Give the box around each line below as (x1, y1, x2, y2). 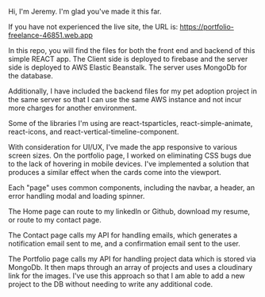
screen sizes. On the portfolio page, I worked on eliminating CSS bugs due (8, 150, 252, 160)
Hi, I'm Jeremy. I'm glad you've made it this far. (8, 7, 162, 16)
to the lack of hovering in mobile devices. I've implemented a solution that (8, 159, 250, 169)
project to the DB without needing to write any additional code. (8, 280, 213, 288)
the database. (8, 71, 54, 80)
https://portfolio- (179, 22, 234, 31)
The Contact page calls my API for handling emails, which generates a (8, 230, 238, 240)
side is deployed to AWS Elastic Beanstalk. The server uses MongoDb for (8, 63, 248, 72)
